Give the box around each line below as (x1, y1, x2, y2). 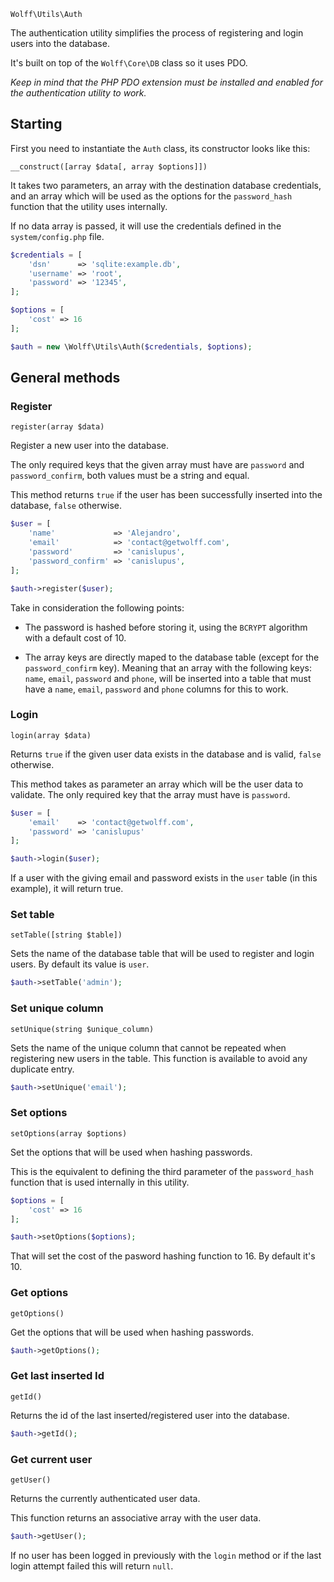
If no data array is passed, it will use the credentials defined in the (10, 220, 282, 232)
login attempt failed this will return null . (10, 1560, 174, 1572)
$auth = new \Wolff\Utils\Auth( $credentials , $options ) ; (10, 341, 253, 352)
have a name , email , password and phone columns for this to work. (24, 683, 289, 695)
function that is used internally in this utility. (10, 1176, 190, 1188)
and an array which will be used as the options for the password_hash (10, 190, 293, 202)
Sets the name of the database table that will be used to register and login (10, 948, 315, 960)
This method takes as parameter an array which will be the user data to (10, 778, 304, 790)
